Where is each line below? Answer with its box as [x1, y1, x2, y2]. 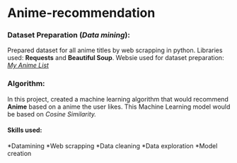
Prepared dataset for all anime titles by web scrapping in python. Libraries [7, 46, 223, 54]
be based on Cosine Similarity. [7, 109, 97, 118]
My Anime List [7, 61, 50, 70]
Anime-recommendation [7, 5, 156, 21]
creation [7, 149, 32, 157]
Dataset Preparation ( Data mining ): [7, 30, 131, 40]
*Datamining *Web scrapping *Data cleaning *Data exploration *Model [7, 141, 218, 150]
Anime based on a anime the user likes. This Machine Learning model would [7, 102, 231, 111]
